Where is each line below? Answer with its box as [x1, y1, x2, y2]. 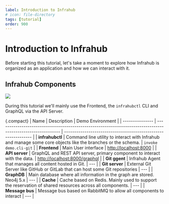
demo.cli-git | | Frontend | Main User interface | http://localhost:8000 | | [5, 145, 157, 150]
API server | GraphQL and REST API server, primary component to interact [5, 150, 160, 156]
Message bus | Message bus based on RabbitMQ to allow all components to [5, 188, 164, 193]
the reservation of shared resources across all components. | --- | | [5, 182, 145, 188]
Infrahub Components [5, 80, 76, 88]
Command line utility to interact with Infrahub [66, 134, 160, 140]
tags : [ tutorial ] [5, 17, 42, 22]
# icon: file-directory [5, 12, 55, 17]
